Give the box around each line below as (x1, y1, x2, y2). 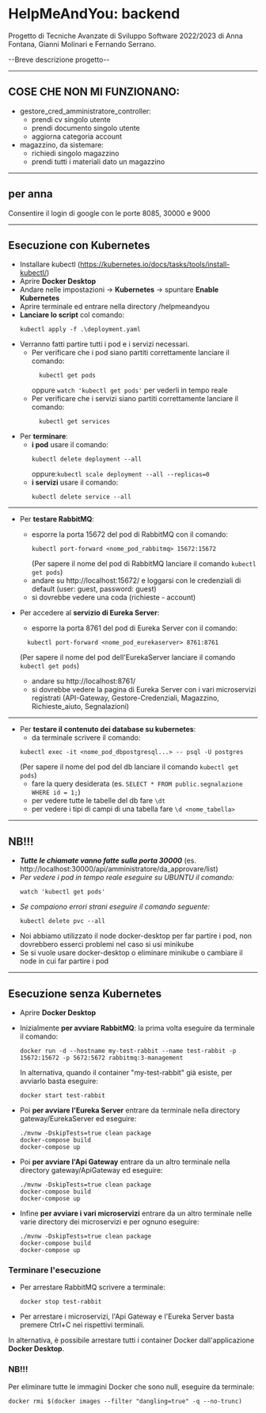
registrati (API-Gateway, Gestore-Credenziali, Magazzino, (31, 693, 219, 703)
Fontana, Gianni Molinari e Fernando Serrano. (8, 39, 157, 48)
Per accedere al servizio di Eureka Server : (19, 608, 160, 618)
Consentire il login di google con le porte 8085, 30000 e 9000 (8, 208, 211, 218)
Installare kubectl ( (19, 259, 81, 270)
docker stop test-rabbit (19, 1298, 102, 1306)
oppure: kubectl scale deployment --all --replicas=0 (31, 469, 210, 479)
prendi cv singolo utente (31, 114, 111, 124)
